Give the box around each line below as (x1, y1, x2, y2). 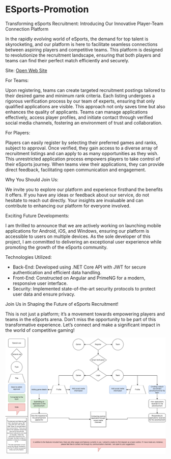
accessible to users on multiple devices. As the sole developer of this (5, 233, 151, 239)
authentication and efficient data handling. (12, 269, 102, 275)
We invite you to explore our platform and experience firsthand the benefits (5, 186, 163, 192)
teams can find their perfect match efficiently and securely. (5, 57, 130, 63)
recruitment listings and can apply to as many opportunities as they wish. (5, 150, 159, 156)
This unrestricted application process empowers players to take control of (5, 156, 160, 162)
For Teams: (5, 77, 29, 83)
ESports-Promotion (5, 4, 89, 15)
